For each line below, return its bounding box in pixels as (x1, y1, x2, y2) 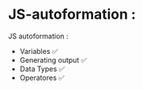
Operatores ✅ (19, 73, 65, 82)
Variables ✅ (19, 46, 58, 56)
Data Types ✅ (19, 64, 66, 74)
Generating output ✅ (19, 55, 88, 64)
